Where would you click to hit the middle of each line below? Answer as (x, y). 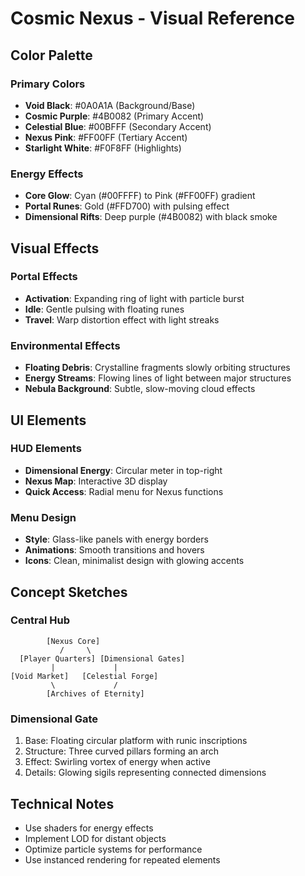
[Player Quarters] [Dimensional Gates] (102, 658)
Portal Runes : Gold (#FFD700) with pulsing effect (127, 206)
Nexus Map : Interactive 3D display (96, 481)
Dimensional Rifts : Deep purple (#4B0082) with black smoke (151, 217)
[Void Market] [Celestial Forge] (84, 676)
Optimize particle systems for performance (113, 849)
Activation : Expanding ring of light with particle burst (134, 298)
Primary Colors (48, 84)
